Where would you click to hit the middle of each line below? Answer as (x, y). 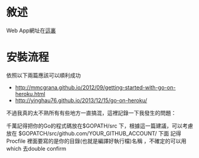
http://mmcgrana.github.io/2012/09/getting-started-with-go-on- (95, 87)
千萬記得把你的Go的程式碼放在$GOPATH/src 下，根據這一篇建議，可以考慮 (100, 126)
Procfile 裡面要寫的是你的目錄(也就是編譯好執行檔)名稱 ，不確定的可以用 (96, 141)
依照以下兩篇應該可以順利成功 (43, 75)
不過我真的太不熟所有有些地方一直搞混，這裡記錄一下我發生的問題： (91, 112)
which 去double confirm (36, 148)
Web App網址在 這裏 (31, 30)
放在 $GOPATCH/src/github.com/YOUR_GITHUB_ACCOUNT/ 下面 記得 (94, 133)
